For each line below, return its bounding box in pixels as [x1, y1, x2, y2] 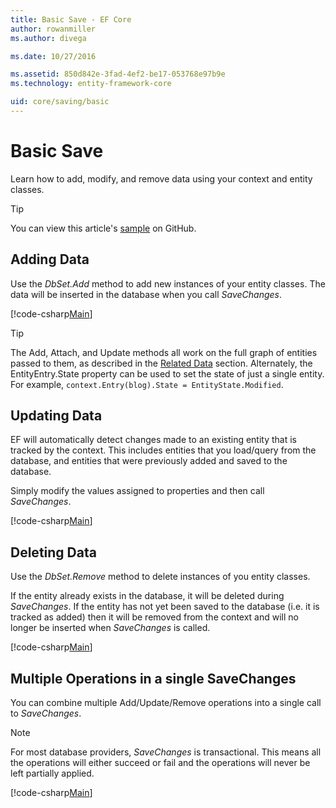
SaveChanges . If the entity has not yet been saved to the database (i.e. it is [10, 601, 320, 613]
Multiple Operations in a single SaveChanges [10, 670, 297, 687]
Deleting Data [10, 544, 97, 561]
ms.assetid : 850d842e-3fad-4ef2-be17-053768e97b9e [10, 69, 226, 80]
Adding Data [10, 251, 90, 268]
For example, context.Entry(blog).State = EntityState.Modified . [10, 378, 284, 390]
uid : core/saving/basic [10, 97, 110, 107]
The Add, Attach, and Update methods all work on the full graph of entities [10, 346, 318, 358]
